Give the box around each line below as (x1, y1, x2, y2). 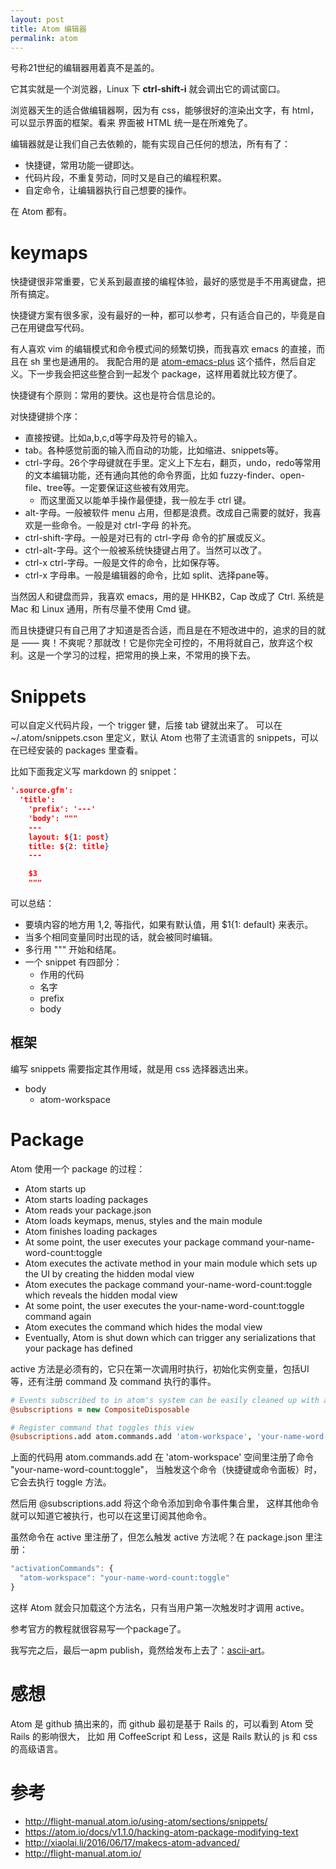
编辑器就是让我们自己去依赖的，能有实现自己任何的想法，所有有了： (10, 138, 291, 150)
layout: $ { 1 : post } (28, 832, 110, 842)
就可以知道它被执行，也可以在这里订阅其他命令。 (10, 1510, 212, 1522)
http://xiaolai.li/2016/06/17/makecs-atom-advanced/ (24, 1836, 240, 1848)
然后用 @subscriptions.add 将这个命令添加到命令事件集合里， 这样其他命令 (10, 1497, 320, 1510)
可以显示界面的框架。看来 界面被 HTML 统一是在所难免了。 (10, 117, 253, 129)
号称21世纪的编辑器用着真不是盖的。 (10, 62, 160, 74)
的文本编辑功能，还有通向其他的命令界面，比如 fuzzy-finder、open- (24, 469, 306, 481)
